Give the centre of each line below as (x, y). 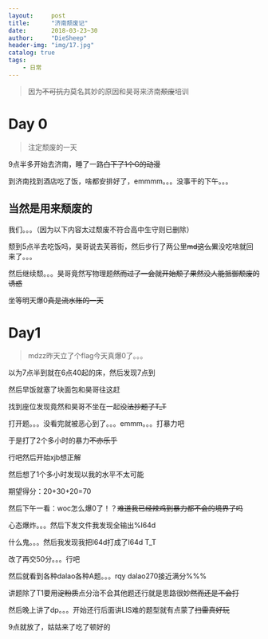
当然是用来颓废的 (50, 209)
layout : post (37, 16)
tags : (17, 61)
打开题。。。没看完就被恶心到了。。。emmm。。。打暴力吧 (97, 424)
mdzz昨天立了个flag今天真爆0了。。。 (87, 356)
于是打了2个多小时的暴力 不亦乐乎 (63, 440)
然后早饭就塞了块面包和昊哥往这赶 (64, 390)
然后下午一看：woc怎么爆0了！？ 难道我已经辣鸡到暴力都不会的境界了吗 (126, 508)
